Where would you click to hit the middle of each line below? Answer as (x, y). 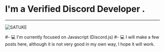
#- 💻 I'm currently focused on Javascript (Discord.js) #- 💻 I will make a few (82, 37)
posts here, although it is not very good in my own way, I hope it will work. (80, 44)
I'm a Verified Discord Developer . (75, 9)
